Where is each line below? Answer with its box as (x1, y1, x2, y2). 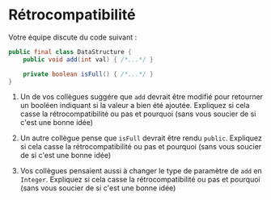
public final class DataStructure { (8, 48, 132, 56)
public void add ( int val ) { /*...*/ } (23, 55, 154, 64)
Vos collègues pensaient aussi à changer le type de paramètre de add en (19, 166, 263, 176)
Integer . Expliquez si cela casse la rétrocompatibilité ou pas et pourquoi (19, 175, 260, 185)
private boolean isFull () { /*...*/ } (23, 70, 154, 78)
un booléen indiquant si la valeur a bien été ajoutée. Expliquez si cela (19, 101, 250, 110)
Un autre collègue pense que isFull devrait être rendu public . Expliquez (19, 133, 263, 143)
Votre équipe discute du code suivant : (8, 32, 138, 42)
